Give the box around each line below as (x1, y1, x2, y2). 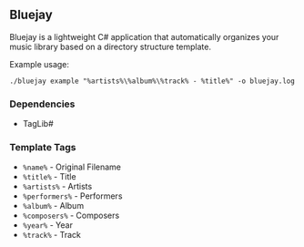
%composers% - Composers (22, 210, 120, 221)
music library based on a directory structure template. (9, 41, 212, 52)
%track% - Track (22, 230, 82, 241)
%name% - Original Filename (22, 161, 121, 172)
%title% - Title (22, 171, 76, 182)
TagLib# (22, 118, 55, 129)
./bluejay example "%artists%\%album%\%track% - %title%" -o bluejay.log (9, 77, 296, 86)
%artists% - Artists (22, 181, 93, 192)
